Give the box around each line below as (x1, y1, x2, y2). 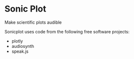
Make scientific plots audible (4, 19, 62, 25)
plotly (11, 38, 23, 44)
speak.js (11, 48, 29, 54)
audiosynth (11, 43, 34, 49)
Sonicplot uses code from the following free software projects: (4, 29, 130, 34)
